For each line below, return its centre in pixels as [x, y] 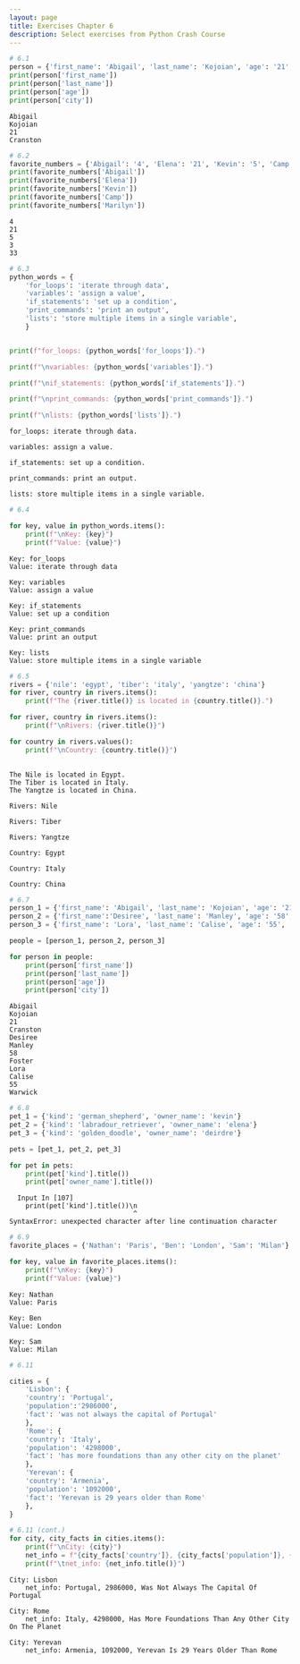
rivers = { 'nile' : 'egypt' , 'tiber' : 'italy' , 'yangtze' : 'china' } [137, 684]
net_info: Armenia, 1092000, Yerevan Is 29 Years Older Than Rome [151, 1650]
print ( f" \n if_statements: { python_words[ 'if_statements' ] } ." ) [127, 383]
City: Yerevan [36, 1643]
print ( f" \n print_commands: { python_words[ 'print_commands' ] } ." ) [131, 399]
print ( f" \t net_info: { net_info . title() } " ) [105, 1563]
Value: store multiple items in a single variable [105, 660]
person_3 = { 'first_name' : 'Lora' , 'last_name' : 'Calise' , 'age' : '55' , [147, 925]
